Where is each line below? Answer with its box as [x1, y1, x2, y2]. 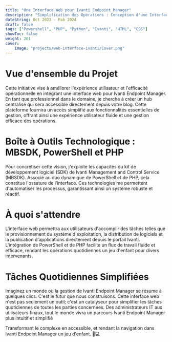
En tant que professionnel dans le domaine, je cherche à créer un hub [5, 96, 153, 102]
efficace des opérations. [5, 118, 57, 124]
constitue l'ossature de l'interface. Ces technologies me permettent [5, 180, 147, 186]
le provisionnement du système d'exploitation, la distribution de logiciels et [5, 231, 163, 237]
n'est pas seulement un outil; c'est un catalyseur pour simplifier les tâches [5, 299, 162, 305]
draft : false [5, 22, 33, 27]
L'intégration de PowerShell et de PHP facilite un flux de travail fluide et [5, 242, 156, 248]
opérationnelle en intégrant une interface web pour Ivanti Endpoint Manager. [5, 90, 166, 97]
